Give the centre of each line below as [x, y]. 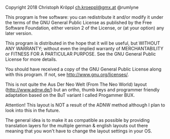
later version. [19, 33]
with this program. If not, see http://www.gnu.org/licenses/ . [67, 75]
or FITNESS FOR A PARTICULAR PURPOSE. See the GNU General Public [81, 54]
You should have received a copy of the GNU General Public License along [83, 69]
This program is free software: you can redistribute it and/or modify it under [84, 17]
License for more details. [31, 59]
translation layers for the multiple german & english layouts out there [77, 126]
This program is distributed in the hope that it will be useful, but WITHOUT [83, 43]
